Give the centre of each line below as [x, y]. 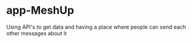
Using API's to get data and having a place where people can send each [96, 27]
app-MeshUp [40, 10]
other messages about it [37, 33]
